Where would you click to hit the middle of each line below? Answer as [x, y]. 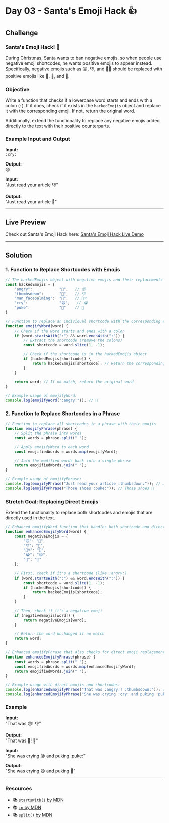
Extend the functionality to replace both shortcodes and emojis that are [79, 513]
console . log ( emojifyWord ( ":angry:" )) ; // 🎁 [52, 401]
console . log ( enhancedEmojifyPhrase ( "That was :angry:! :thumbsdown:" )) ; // [86, 690]
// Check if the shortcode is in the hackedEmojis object [85, 354]
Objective [17, 89]
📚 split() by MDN [32, 815]
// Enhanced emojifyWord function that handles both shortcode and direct [85, 527]
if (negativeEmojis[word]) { [45, 615]
